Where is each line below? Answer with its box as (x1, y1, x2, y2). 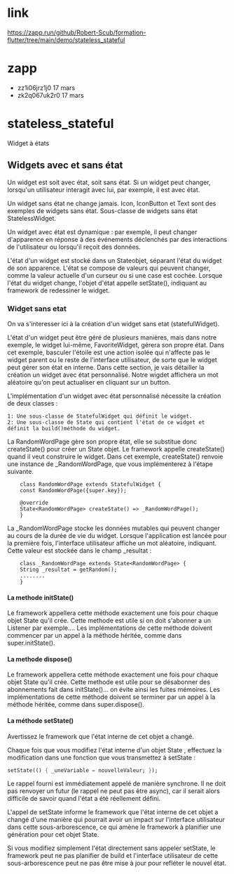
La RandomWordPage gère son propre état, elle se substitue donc (7, 437, 198, 446)
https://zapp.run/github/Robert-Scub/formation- (7, 28, 146, 37)
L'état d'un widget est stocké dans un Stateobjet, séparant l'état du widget (7, 256, 222, 264)
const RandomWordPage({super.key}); (20, 487, 128, 494)
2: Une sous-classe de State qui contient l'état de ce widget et (7, 418, 205, 426)
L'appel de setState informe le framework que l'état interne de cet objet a (7, 808, 219, 816)
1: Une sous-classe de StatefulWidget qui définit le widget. (7, 413, 193, 420)
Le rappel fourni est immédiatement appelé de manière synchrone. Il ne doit (7, 779, 226, 788)
